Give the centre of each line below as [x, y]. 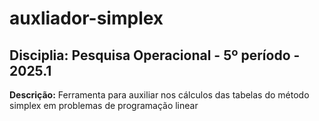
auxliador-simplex [86, 18]
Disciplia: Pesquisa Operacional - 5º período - [155, 55]
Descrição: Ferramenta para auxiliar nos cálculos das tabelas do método [159, 95]
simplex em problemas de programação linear [104, 105]
